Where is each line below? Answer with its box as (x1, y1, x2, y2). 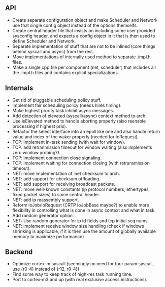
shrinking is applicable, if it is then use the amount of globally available (12, 228, 156, 234)
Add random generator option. (12, 212, 74, 218)
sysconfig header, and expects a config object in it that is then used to (12, 33, 155, 39)
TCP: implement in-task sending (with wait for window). (12, 139, 126, 145)
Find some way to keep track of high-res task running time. (12, 271, 132, 277)
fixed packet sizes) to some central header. (12, 191, 100, 197)
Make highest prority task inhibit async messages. (12, 107, 114, 113)
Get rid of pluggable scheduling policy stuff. (12, 97, 101, 103)
